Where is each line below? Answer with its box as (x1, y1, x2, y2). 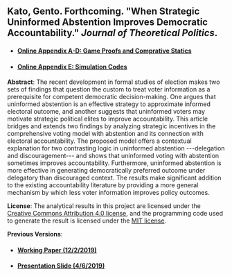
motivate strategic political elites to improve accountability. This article (7, 114, 208, 123)
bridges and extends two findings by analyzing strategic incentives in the (7, 122, 216, 130)
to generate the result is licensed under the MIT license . (7, 216, 167, 225)
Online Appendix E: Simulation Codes (17, 62, 127, 71)
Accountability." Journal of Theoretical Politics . (7, 27, 218, 39)
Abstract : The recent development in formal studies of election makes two (7, 78, 220, 86)
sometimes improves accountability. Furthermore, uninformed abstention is (7, 159, 222, 167)
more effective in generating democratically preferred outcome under (7, 166, 206, 175)
